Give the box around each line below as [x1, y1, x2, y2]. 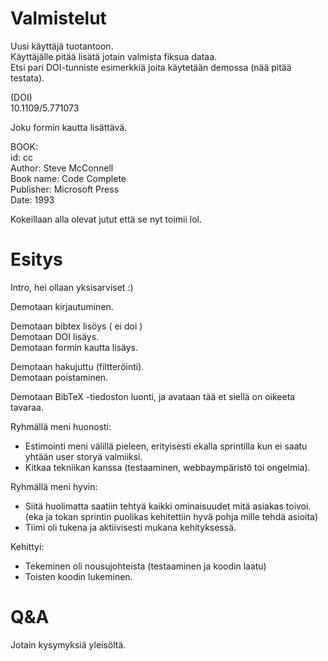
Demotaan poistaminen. [10, 371, 109, 383]
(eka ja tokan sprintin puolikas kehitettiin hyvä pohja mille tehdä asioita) [24, 510, 319, 522]
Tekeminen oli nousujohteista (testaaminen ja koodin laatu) [24, 560, 267, 572]
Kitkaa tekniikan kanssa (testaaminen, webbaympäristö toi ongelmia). [24, 461, 311, 473]
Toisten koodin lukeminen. [24, 570, 133, 582]
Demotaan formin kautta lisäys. [10, 341, 138, 353]
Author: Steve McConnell [10, 162, 114, 174]
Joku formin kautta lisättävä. [10, 121, 128, 133]
